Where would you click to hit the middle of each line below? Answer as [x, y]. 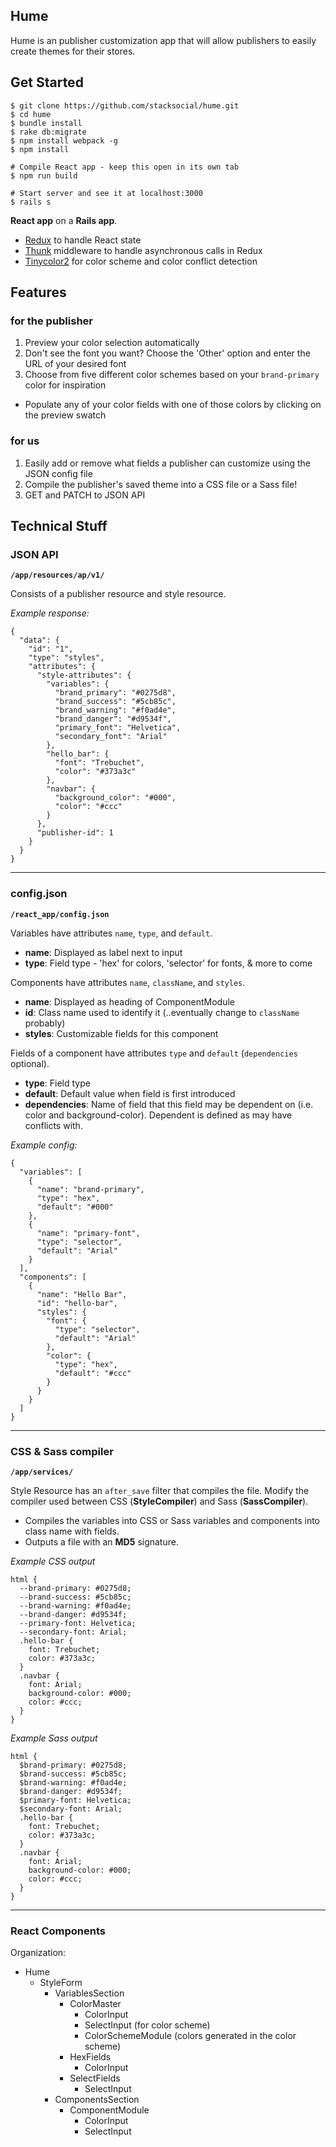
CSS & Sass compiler [62, 1451]
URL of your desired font [75, 364]
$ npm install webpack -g [64, 140]
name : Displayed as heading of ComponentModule [129, 1001]
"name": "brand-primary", [90, 1189]
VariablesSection [89, 1993]
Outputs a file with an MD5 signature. [101, 1541]
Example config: [44, 1145]
